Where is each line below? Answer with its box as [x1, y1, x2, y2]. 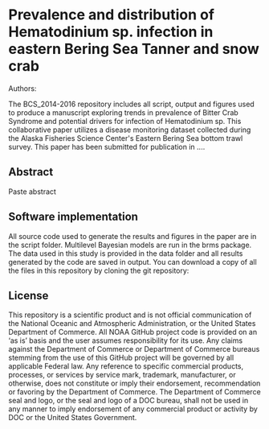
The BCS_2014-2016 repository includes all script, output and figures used [8, 99, 255, 109]
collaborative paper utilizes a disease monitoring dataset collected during [8, 125, 251, 134]
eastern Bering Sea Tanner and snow [8, 40, 259, 58]
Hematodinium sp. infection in [8, 23, 214, 41]
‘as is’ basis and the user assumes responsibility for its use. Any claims [8, 336, 243, 345]
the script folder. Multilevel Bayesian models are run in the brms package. [8, 240, 252, 250]
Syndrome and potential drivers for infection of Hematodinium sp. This [8, 116, 242, 126]
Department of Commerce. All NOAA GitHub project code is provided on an [8, 328, 258, 337]
